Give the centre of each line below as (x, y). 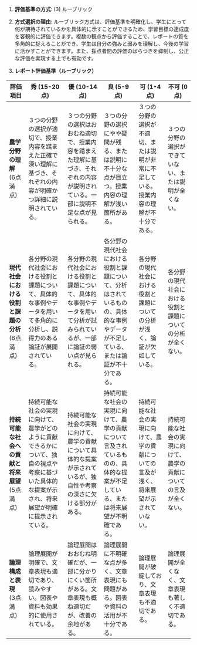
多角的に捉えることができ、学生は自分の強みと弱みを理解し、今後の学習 (102, 44)
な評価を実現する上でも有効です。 (55, 58)
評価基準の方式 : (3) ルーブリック (53, 9)
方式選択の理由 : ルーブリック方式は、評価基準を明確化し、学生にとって (100, 22)
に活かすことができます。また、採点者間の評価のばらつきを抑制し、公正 (102, 51)
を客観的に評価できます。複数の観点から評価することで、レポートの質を (101, 36)
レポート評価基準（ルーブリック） (55, 71)
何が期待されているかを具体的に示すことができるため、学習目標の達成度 (102, 29)
